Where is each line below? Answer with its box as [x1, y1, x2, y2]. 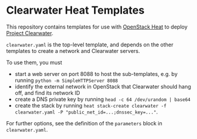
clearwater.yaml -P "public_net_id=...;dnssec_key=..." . [14, 108, 158, 115]
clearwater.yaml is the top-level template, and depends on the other [6, 41, 174, 48]
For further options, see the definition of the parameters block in [6, 119, 162, 127]
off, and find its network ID [14, 89, 80, 96]
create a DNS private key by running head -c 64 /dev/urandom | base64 [14, 96, 191, 103]
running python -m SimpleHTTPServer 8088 [14, 77, 118, 84]
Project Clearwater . [6, 29, 54, 36]
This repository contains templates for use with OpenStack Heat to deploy [6, 23, 188, 30]
